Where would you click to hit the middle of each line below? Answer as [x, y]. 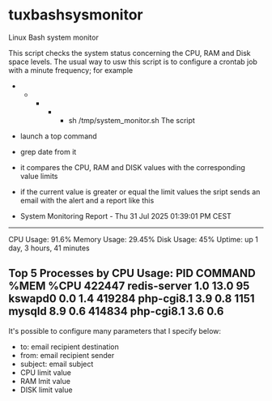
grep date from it [48, 151]
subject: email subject [57, 364]
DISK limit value [46, 390]
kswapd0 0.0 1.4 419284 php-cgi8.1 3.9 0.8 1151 [132, 299]
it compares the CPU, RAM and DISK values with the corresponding [132, 167]
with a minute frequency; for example [71, 70]
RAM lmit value [45, 381]
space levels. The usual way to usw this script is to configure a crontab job [133, 62]
